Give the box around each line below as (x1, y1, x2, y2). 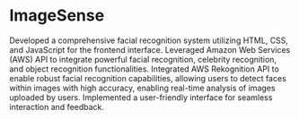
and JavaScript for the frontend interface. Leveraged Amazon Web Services (9, 44, 291, 55)
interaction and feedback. (9, 101, 105, 112)
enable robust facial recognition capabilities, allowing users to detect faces (9, 72, 287, 83)
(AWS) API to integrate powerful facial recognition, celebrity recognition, (9, 54, 277, 64)
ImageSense (9, 5, 105, 26)
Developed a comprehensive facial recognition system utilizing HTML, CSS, (9, 35, 289, 46)
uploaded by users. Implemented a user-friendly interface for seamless (9, 91, 273, 103)
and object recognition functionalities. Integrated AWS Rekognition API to (9, 64, 280, 74)
